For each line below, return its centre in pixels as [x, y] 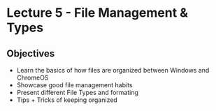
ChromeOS [33, 77]
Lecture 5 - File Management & [98, 13]
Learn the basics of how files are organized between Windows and [113, 70]
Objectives [31, 53]
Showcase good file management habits [74, 85]
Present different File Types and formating [78, 92]
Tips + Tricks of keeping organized [67, 100]
